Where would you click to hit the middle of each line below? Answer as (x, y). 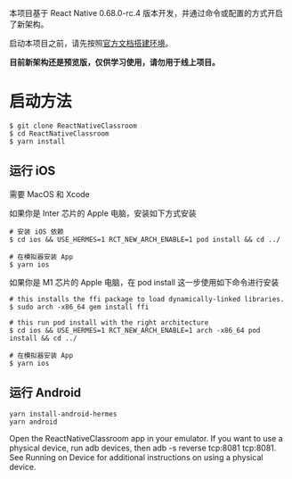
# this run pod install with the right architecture (109, 322)
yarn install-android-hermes (63, 414)
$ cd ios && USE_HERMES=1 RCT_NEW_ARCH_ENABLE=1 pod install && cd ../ (145, 239)
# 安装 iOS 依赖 (36, 231)
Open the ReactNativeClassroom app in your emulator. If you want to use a (146, 438)
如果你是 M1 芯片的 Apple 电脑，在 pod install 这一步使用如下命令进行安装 (144, 282)
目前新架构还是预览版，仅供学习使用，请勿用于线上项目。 (114, 62)
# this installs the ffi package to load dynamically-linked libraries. (147, 299)
